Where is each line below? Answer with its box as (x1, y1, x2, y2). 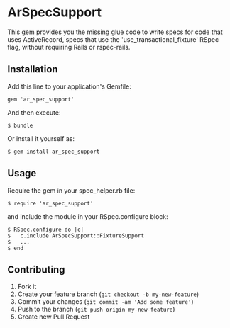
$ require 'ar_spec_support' (7, 200, 94, 207)
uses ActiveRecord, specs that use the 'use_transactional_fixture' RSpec (7, 35, 219, 43)
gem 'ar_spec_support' (7, 96, 75, 103)
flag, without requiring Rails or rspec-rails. (7, 43, 131, 51)
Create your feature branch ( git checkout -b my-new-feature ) (17, 290, 199, 298)
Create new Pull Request (17, 312, 90, 321)
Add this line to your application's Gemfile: (7, 82, 131, 91)
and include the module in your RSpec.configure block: (7, 212, 168, 220)
